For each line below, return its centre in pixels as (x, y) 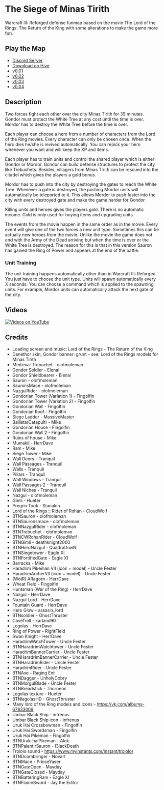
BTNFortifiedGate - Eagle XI (40, 558)
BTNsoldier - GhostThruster (40, 615)
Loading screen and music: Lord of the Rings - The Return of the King (82, 349)
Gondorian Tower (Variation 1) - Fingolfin (53, 396)
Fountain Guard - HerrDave (40, 605)
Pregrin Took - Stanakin (36, 506)
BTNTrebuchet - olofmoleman (42, 532)
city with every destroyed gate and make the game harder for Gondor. (75, 200)
